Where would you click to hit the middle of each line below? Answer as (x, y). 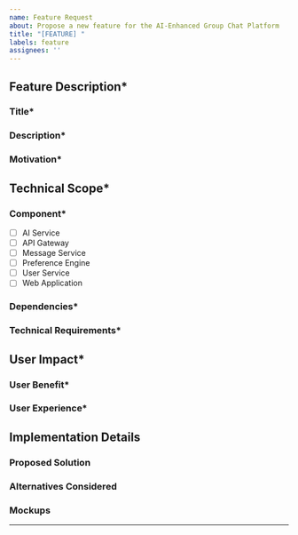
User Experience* (48, 408)
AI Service (41, 233)
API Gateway (45, 243)
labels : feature (39, 42)
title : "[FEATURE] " (47, 34)
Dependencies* (44, 307)
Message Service (54, 253)
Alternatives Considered (63, 486)
